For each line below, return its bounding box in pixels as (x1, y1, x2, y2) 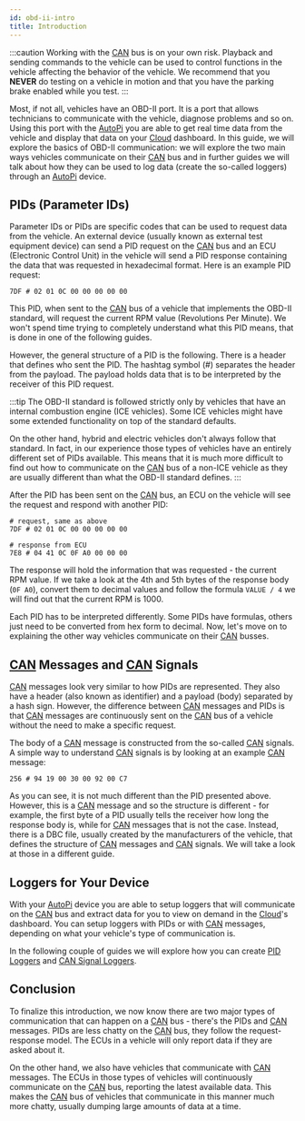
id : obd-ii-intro (9, 13, 75, 23)
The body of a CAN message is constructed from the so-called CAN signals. (9, 738, 295, 749)
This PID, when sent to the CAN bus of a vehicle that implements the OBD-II (9, 303, 292, 314)
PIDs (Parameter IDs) (9, 197, 130, 212)
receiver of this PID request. (9, 379, 114, 389)
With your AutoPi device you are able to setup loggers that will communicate (9, 898, 296, 910)
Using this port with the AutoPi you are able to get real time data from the (9, 122, 283, 133)
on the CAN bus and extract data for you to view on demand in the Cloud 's (9, 908, 289, 919)
